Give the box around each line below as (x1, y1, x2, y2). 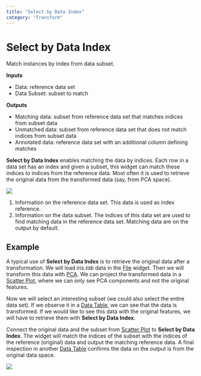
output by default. (14, 224, 59, 232)
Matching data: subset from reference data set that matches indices (14, 113, 183, 120)
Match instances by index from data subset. (6, 60, 115, 67)
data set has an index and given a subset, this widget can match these (6, 163, 180, 170)
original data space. (6, 351, 55, 359)
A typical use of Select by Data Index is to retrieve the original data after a (6, 258, 190, 265)
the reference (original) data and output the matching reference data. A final (6, 339, 194, 346)
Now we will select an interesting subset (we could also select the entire (6, 295, 185, 303)
